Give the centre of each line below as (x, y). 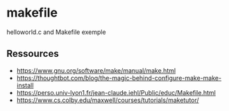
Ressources (33, 54)
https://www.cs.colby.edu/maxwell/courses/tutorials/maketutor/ (108, 100)
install (25, 85)
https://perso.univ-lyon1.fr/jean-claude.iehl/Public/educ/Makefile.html (116, 92)
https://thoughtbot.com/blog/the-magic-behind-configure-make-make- (119, 78)
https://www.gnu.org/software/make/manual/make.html (96, 70)
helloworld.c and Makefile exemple (56, 32)
